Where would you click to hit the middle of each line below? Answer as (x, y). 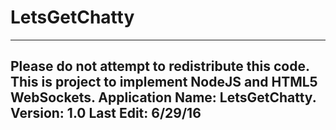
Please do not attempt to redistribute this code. (160, 66)
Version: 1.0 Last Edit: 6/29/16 (106, 113)
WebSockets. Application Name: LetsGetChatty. (163, 97)
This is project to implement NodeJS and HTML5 (164, 82)
